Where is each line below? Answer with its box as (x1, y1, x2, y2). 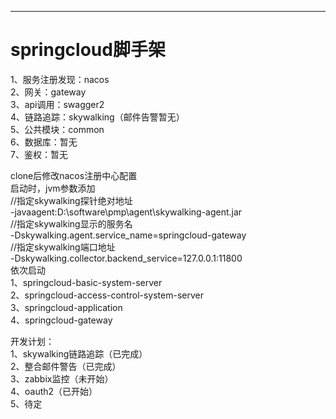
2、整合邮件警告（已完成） (10, 360, 122, 372)
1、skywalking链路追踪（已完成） (10, 347, 148, 360)
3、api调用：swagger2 (10, 98, 105, 110)
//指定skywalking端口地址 (10, 241, 116, 253)
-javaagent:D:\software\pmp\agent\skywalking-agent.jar (10, 206, 243, 218)
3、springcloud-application (10, 301, 123, 313)
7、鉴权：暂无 (10, 148, 68, 160)
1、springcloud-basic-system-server (10, 276, 163, 288)
